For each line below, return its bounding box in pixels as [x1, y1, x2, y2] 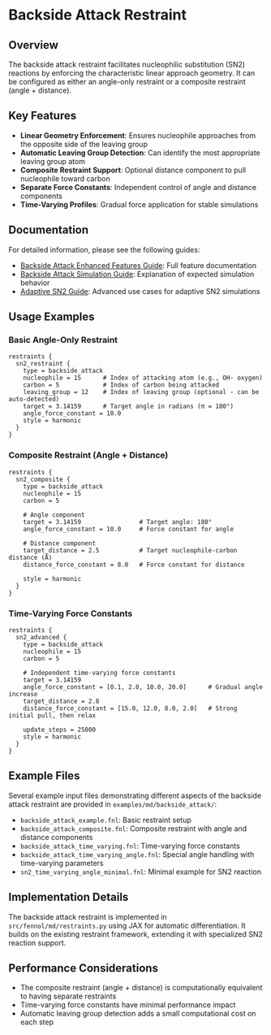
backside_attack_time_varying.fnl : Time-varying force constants [19, 841, 241, 851]
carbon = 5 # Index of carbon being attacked [23, 381, 220, 389]
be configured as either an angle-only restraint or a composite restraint [8, 77, 246, 86]
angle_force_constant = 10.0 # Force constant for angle [23, 525, 234, 533]
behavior [19, 278, 50, 288]
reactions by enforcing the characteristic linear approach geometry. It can [8, 68, 256, 78]
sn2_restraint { [15, 360, 71, 368]
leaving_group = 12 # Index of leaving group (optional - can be [23, 388, 260, 396]
